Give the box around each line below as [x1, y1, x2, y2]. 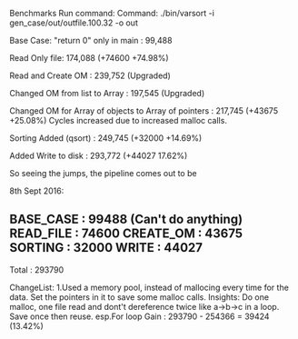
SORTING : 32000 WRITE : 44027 [9, 240, 203, 255]
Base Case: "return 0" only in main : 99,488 [9, 35, 173, 45]
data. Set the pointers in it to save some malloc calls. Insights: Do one [9, 291, 270, 303]
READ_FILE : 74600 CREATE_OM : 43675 [9, 226, 243, 242]
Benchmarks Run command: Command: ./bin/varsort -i [9, 8, 215, 18]
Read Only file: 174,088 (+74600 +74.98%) [9, 53, 170, 63]
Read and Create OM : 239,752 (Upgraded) [9, 70, 171, 81]
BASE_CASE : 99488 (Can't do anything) [9, 212, 243, 227]
